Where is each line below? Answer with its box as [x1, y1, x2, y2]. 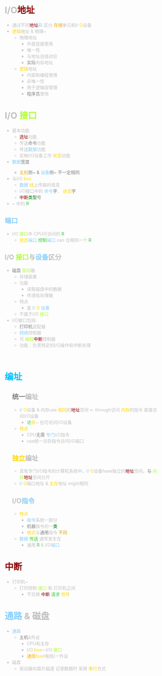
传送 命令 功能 [19, 140, 46, 146]
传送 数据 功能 [19, 146, 46, 152]
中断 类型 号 [19, 194, 42, 200]
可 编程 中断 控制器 [19, 336, 56, 342]
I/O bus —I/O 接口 [26, 647, 63, 653]
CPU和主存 [26, 641, 49, 647]
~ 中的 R [11, 200, 29, 206]
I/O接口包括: [11, 317, 37, 323]
